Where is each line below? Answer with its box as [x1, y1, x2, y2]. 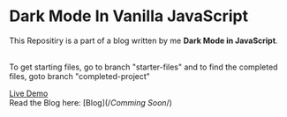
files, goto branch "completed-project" [9, 70, 150, 81]
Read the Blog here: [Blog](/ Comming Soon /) [9, 97, 172, 107]
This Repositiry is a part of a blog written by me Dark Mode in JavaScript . [9, 35, 278, 46]
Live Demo [9, 88, 49, 99]
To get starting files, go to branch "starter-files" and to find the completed [9, 62, 278, 72]
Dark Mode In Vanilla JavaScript [9, 6, 249, 26]
